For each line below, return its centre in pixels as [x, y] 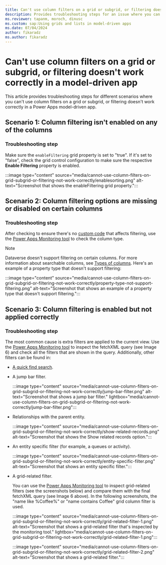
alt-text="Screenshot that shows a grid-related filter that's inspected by [85, 526]
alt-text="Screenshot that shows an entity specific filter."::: [72, 466]
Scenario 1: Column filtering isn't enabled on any [82, 122]
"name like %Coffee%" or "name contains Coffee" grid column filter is [84, 501]
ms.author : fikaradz [26, 38]
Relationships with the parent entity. [49, 417]
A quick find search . [33, 367]
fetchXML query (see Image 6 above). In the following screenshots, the [84, 496]
